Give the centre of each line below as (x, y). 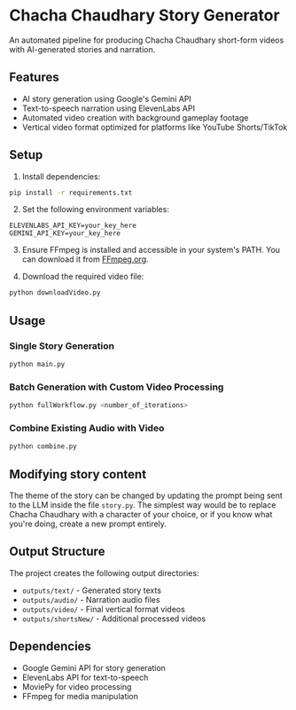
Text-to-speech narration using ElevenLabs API (108, 108)
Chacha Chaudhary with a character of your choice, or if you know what (141, 515)
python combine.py (43, 446)
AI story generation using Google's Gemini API (107, 99)
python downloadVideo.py (55, 293)
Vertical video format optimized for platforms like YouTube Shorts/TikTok (155, 127)
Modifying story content (78, 474)
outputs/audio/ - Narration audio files (91, 599)
